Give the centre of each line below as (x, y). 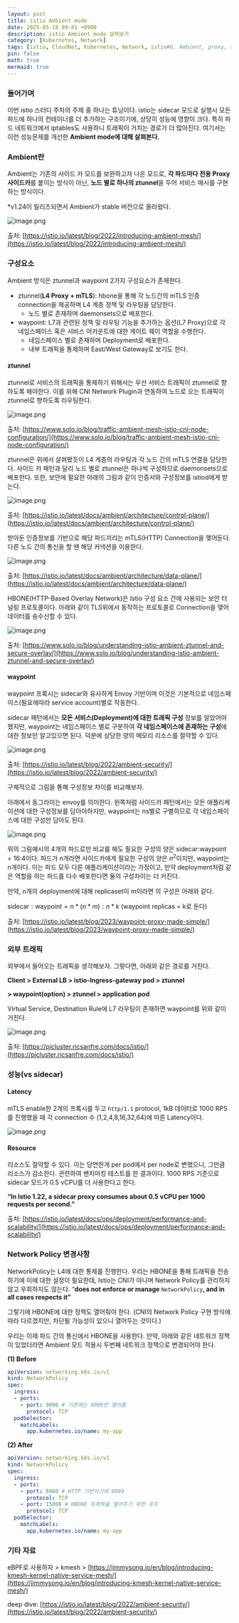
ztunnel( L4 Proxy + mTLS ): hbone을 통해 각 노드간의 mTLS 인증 (109, 296)
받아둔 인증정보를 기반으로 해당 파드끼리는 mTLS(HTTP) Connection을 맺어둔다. (119, 538)
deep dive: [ (25, 1604)
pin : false (23, 54)
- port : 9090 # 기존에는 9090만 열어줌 (73, 1405)
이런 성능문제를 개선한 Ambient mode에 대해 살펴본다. (84, 137)
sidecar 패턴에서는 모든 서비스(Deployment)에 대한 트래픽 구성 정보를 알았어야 (117, 717)
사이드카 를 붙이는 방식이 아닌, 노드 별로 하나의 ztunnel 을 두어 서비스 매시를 (111, 183)
